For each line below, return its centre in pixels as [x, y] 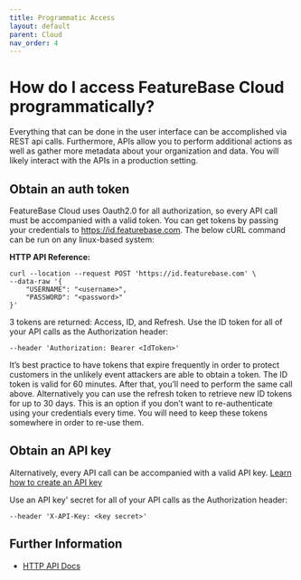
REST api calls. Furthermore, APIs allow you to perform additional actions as [151, 142]
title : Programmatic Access [62, 18]
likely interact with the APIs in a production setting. [104, 161]
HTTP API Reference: [50, 257]
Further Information [66, 544]
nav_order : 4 [34, 43]
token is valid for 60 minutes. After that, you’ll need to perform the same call [151, 384]
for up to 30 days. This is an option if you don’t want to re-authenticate [141, 403]
